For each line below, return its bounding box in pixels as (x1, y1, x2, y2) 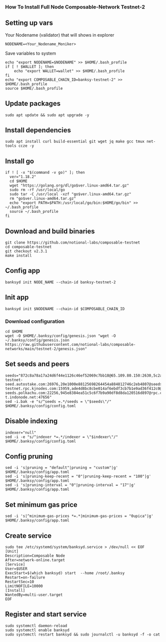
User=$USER (5, 566, 28, 571)
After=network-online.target (5, 557, 65, 563)
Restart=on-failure (5, 575, 45, 580)
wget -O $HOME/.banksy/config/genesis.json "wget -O (5, 333, 116, 338)
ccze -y (18, 143, 35, 148)
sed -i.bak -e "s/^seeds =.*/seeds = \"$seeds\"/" (5, 399, 112, 404)
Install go (5, 157, 35, 165)
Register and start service (5, 610, 87, 619)
